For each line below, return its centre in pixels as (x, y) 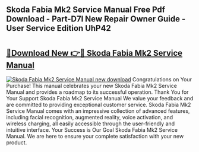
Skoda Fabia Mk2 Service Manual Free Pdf (86, 10)
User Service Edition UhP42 (59, 28)
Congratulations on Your (162, 79)
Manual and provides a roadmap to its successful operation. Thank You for (97, 92)
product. (17, 142)
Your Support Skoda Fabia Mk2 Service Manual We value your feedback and (100, 98)
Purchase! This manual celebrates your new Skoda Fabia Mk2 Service (91, 86)
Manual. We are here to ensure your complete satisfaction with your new (95, 136)
